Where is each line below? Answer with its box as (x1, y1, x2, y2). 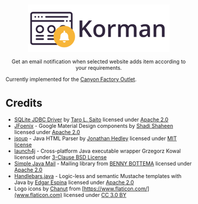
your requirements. (75, 64, 122, 71)
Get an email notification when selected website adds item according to (11, 58, 186, 65)
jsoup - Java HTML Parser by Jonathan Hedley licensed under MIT (14, 135, 177, 142)
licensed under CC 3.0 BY (63, 191, 126, 198)
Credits (5, 96, 43, 110)
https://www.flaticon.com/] (83, 185, 150, 192)
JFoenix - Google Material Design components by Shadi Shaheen (14, 122, 174, 129)
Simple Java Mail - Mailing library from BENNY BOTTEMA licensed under (14, 160, 192, 167)
